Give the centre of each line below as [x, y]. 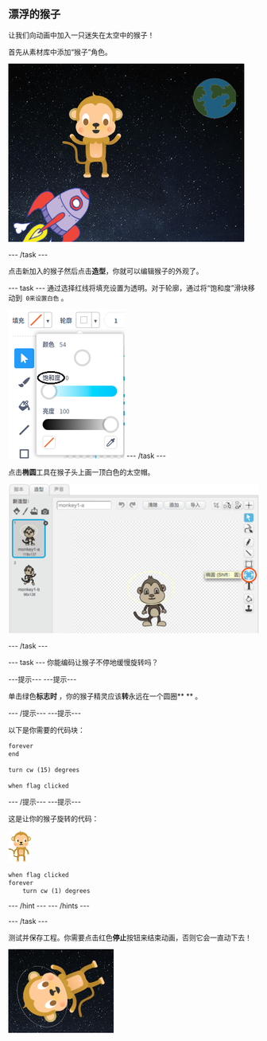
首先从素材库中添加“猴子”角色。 [60, 52]
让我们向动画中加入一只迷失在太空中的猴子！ [81, 35]
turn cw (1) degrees [56, 891]
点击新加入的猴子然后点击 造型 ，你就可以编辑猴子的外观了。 [106, 271]
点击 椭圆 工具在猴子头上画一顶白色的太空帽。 [81, 472]
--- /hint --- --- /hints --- [49, 906]
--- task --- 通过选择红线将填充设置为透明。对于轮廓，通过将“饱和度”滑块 [128, 288]
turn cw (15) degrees [44, 770]
